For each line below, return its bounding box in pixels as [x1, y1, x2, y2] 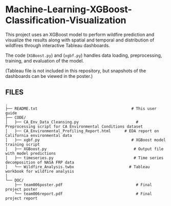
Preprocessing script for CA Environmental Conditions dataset [5, 124, 143, 129]
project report [5, 196, 38, 201]
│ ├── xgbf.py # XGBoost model [5, 137, 166, 142]
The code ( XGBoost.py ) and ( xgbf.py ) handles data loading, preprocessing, [5, 52, 162, 58]
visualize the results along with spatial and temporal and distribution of [5, 37, 155, 43]
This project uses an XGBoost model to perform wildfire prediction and [5, 31, 155, 37]
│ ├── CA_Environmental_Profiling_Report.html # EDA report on [5, 128, 159, 134]
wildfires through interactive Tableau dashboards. [5, 42, 110, 48]
